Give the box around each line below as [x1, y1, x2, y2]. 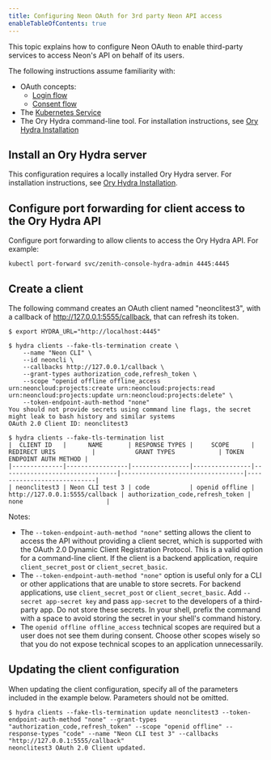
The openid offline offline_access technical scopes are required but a [19, 622, 260, 631]
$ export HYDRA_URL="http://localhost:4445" [8, 327, 161, 336]
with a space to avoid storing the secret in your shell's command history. [19, 613, 263, 623]
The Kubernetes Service [19, 107, 102, 117]
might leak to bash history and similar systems [8, 412, 176, 421]
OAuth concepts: [19, 82, 77, 91]
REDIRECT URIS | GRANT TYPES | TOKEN [8, 448, 244, 456]
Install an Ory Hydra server [8, 147, 147, 162]
